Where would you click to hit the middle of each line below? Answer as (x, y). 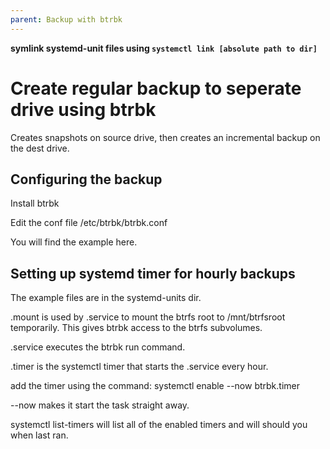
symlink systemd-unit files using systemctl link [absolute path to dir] (164, 48)
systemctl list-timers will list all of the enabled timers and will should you (159, 425)
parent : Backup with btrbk (66, 19)
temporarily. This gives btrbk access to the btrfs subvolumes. (136, 328)
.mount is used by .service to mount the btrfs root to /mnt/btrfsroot (148, 317)
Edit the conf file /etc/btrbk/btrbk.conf (89, 223)
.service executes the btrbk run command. (98, 347)
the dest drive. (40, 148)
